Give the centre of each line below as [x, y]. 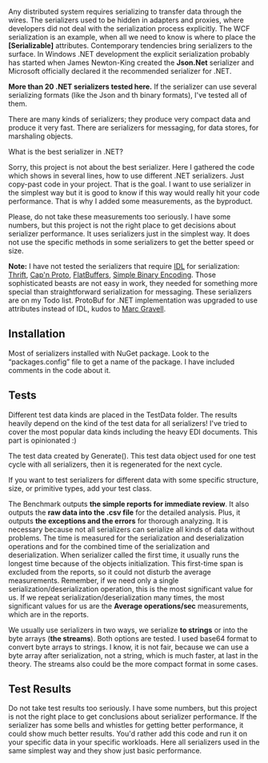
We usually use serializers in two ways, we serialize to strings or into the [128, 630]
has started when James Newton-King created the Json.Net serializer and [131, 62]
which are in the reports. [49, 614]
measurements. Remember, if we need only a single [94, 580]
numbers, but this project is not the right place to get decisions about [122, 225]
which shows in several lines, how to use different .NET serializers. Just [126, 176]
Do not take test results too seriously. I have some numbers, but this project [133, 709]
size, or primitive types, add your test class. [80, 488]
